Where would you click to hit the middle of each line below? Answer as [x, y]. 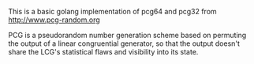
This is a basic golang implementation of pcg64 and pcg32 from [112, 11]
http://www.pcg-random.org [54, 20]
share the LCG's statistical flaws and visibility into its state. [103, 52]
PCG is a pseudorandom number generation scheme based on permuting [127, 35]
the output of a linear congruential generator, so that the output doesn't [124, 43]
